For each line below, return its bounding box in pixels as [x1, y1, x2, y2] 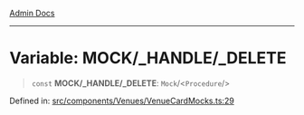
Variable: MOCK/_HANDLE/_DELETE [9, 48, 287, 69]
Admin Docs [9, 8, 55, 18]
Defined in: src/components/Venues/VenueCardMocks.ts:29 [9, 95, 235, 106]
